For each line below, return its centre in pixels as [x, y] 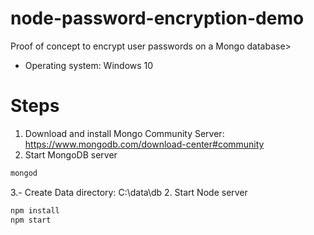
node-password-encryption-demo [157, 18]
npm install [35, 210]
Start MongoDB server [71, 154]
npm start [31, 220]
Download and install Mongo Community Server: [124, 133]
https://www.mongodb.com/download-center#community [144, 144]
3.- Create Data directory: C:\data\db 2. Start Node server [129, 192]
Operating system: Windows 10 [89, 65]
